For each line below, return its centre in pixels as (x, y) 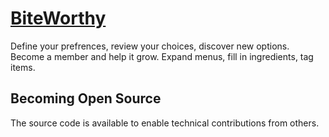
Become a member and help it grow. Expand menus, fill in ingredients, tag (162, 56)
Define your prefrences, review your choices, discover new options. (150, 46)
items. (23, 67)
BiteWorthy (58, 18)
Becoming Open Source (86, 98)
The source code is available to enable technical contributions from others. (165, 123)
